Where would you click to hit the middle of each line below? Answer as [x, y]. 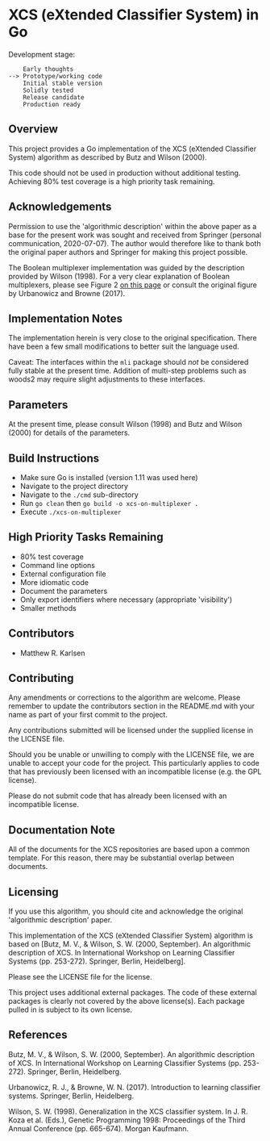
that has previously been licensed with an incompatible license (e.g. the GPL [135, 771]
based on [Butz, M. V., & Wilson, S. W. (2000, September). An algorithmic [130, 944]
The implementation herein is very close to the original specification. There [133, 338]
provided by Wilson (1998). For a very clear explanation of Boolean [119, 276]
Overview [33, 130]
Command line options [57, 565]
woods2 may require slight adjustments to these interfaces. [107, 379]
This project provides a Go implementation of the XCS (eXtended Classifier [133, 148]
